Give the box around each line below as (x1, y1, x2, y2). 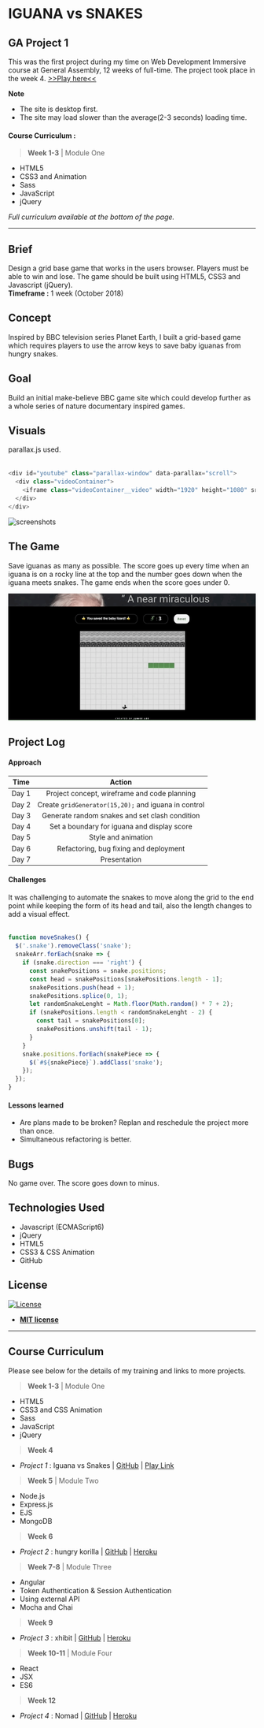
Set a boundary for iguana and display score (49, 821, 192, 832)
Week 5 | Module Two (27, 1476, 100, 1485)
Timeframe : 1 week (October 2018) (8, 289, 124, 298)
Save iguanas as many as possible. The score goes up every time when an (8, 560, 250, 570)
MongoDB (19, 1516, 53, 1525)
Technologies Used (8, 1201, 104, 1215)
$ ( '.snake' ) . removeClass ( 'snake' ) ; (15, 942, 132, 950)
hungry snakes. (8, 348, 59, 359)
